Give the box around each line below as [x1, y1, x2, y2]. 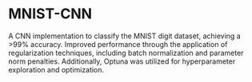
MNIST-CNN [8, 5, 93, 23]
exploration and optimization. [8, 64, 105, 74]
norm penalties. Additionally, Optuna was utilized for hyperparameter [8, 57, 236, 66]
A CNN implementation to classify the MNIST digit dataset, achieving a [8, 31, 242, 41]
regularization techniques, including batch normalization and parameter [8, 48, 244, 57]
